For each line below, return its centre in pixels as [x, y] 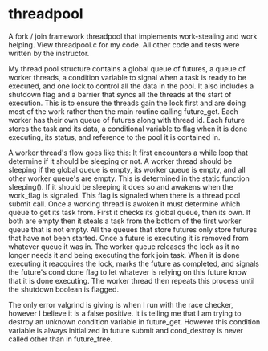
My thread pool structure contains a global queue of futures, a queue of [127, 68]
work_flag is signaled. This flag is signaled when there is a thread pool [124, 195]
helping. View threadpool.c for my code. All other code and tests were [124, 44]
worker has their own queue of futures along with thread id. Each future [127, 120]
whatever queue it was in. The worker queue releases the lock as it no [124, 247]
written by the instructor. [49, 53]
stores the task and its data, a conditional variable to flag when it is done [128, 129]
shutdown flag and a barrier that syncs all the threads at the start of [120, 94]
